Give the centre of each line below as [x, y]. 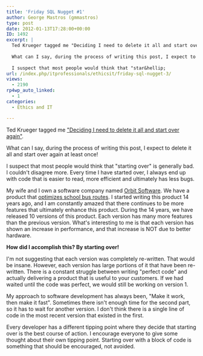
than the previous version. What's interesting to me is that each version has [100, 222]
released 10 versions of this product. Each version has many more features [99, 216]
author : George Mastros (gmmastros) [52, 17]
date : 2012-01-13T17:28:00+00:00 [48, 29]
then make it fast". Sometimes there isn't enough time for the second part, [98, 302]
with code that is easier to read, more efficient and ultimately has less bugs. [101, 179]
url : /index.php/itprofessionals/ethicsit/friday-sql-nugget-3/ [89, 74]
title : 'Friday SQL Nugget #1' [46, 12]
